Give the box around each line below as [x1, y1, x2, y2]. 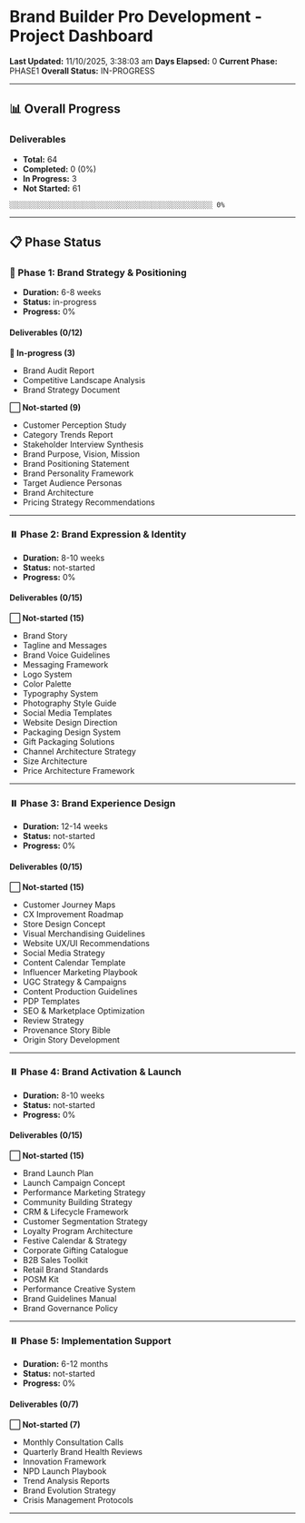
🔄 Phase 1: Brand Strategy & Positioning [9, 266, 188, 279]
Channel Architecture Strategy [22, 747, 136, 757]
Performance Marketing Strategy [22, 1187, 146, 1198]
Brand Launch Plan [22, 1168, 93, 1179]
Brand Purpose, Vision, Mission [22, 448, 141, 460]
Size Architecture [22, 756, 88, 766]
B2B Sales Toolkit [22, 1255, 89, 1266]
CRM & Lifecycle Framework [22, 1206, 129, 1218]
